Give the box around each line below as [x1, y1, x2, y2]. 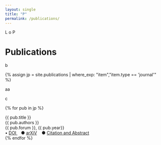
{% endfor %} [5, 135, 33, 141]
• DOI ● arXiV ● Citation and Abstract [5, 130, 89, 136]
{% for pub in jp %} [5, 105, 44, 111]
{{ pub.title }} [5, 114, 32, 120]
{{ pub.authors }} [5, 120, 39, 126]
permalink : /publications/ [5, 16, 60, 21]
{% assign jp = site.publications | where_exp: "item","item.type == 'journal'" [5, 72, 157, 78]
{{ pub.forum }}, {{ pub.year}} [5, 125, 65, 131]
